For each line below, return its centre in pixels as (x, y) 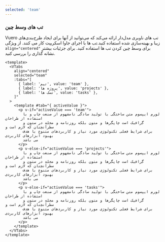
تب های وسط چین (24, 27)
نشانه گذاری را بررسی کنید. (30, 53)
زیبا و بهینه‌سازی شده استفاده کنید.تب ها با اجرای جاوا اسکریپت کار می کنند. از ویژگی (82, 43)
